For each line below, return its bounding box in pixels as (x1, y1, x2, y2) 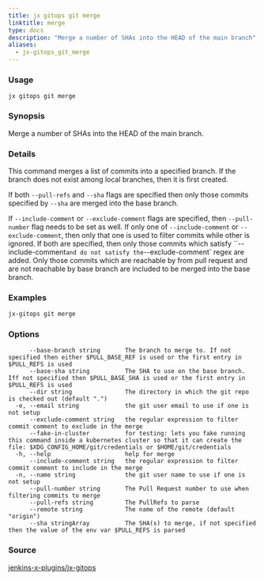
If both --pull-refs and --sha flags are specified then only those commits (8, 190, 249, 199)
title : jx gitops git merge (8, 11, 101, 20)
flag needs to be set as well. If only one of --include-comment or (31, 222, 239, 232)
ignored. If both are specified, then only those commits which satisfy (8, 239, 232, 248)
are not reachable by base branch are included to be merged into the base (8, 264, 251, 273)
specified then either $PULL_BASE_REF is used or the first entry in (8, 353, 243, 362)
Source (8, 544, 37, 556)
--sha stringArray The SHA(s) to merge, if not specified (28, 519, 257, 528)
